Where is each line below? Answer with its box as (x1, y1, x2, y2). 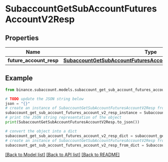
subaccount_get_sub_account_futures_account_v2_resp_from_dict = (5, 142, 144, 148)
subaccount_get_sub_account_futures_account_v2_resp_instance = (5, 110, 142, 115)
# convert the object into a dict (5, 128, 77, 133)
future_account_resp (7, 57, 58, 64)
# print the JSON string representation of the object (5, 115, 122, 120)
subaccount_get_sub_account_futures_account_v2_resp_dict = (5, 133, 133, 138)
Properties (5, 34, 39, 42)
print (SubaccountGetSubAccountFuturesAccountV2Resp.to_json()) (5, 120, 140, 125)
